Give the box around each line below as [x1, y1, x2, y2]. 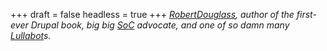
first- [296, 9, 317, 20]
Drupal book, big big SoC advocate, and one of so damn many [30, 19, 290, 31]
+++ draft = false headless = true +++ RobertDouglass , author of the [10, 9, 295, 20]
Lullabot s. [10, 30, 52, 41]
